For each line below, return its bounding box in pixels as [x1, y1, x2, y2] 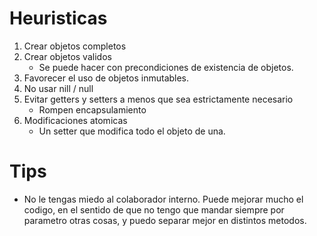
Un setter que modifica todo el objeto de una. [38, 125, 226, 137]
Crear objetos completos [23, 40, 127, 52]
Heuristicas [9, 7, 108, 30]
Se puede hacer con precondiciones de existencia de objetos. [38, 61, 294, 73]
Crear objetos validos [23, 50, 112, 62]
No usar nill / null [23, 82, 94, 94]
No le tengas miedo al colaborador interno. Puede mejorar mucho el [23, 193, 304, 205]
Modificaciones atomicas [23, 114, 128, 126]
